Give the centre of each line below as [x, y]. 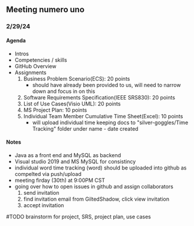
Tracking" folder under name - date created [85, 128]
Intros [22, 54]
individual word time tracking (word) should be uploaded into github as [101, 168]
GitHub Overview [35, 66]
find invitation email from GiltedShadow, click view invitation [96, 199]
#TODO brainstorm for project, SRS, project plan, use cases [79, 217]
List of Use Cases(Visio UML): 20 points [72, 104]
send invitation [41, 192]
